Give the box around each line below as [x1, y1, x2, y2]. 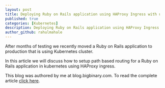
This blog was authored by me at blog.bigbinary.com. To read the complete [5, 73, 157, 78]
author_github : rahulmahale [5, 30, 63, 35]
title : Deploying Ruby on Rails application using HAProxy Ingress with [5, 12, 157, 17]
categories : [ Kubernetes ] [5, 21, 58, 26]
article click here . [5, 78, 40, 84]
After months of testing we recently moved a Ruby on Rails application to [5, 44, 152, 49]
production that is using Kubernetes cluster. [5, 48, 94, 54]
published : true [5, 16, 38, 21]
